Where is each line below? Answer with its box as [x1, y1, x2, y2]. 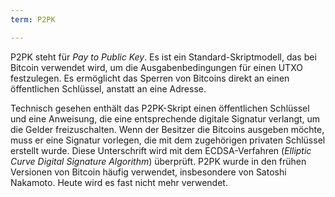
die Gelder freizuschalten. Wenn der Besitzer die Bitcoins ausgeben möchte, [10, 123, 325, 135]
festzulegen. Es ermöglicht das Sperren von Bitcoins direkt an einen [10, 72, 290, 84]
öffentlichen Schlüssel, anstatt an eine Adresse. [10, 82, 207, 95]
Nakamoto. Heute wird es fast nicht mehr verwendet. [10, 176, 228, 188]
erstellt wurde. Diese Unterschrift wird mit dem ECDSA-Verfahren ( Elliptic [10, 144, 312, 156]
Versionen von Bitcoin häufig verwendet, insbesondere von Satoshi [10, 166, 287, 178]
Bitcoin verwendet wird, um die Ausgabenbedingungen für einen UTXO [10, 61, 303, 73]
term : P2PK [10, 14, 56, 25]
